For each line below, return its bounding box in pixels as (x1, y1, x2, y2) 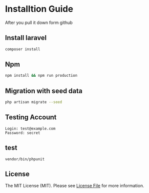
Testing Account (5, 113, 57, 122)
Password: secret (5, 130, 41, 135)
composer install (5, 46, 41, 52)
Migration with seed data (5, 86, 83, 95)
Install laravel (5, 34, 47, 42)
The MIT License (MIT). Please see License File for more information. (5, 183, 144, 189)
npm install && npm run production (5, 73, 78, 78)
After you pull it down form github (5, 20, 73, 25)
